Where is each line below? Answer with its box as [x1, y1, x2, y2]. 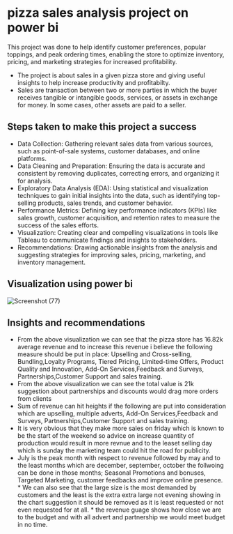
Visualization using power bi [7, 278, 134, 290]
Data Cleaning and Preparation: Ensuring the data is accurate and [17, 162, 205, 170]
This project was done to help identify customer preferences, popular [7, 43, 207, 51]
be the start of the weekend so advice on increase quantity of [17, 432, 195, 440]
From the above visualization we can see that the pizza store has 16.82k [17, 335, 224, 344]
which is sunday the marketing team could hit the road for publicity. [17, 446, 211, 455]
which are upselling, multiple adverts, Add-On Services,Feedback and [17, 409, 218, 418]
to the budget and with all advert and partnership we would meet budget [17, 513, 225, 521]
